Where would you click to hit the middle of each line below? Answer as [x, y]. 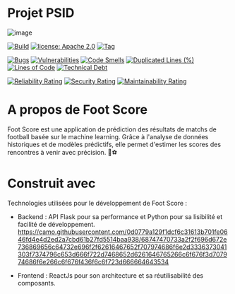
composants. [36, 283]
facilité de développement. [56, 224]
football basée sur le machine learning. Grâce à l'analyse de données [108, 136]
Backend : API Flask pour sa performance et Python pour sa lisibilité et [120, 216]
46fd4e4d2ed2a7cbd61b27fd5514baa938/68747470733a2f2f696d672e [122, 239]
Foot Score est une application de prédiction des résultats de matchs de [112, 129]
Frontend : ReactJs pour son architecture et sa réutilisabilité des [110, 275]
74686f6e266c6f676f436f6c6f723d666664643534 [93, 261]
